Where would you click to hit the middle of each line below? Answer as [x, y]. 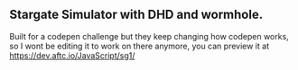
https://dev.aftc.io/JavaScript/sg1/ [72, 55]
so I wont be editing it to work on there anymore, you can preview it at [139, 46]
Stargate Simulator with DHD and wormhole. [136, 15]
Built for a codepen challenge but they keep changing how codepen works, [149, 36]
